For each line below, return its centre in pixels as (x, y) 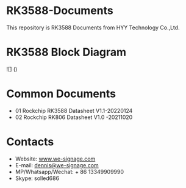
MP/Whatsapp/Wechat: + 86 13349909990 (69, 172)
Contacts (30, 142)
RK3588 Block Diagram (66, 52)
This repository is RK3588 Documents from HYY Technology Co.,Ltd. (93, 27)
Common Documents (61, 94)
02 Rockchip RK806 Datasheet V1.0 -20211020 (74, 117)
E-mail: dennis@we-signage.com (57, 165)
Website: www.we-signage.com (55, 159)
